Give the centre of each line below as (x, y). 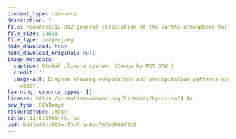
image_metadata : (31, 60)
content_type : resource (42, 14)
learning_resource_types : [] (50, 92)
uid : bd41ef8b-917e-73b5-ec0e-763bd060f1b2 (72, 125)
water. (29, 86)
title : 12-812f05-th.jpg (44, 118)
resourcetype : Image (38, 112)
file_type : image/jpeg (40, 40)
